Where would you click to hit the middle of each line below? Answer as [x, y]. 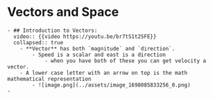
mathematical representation [49, 79]
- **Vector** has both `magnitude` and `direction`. [97, 48]
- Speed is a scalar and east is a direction [99, 55]
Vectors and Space [63, 12]
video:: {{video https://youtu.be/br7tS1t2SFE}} [85, 36]
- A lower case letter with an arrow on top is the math [104, 73]
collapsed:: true [39, 42]
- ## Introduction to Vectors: [52, 30]
